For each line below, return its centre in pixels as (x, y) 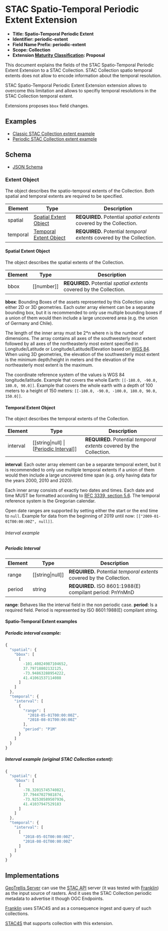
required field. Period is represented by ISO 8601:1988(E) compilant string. (82, 610)
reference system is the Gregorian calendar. (50, 501)
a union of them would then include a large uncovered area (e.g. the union (81, 318)
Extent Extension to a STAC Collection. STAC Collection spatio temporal (79, 70)
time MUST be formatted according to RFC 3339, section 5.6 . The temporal (82, 496)
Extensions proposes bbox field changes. (47, 105)
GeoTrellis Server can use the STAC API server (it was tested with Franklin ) (82, 888)
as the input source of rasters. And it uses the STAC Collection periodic (78, 893)
